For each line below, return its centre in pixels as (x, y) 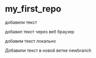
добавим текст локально (31, 41)
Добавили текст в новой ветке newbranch (48, 50)
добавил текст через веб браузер (40, 31)
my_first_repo (33, 9)
